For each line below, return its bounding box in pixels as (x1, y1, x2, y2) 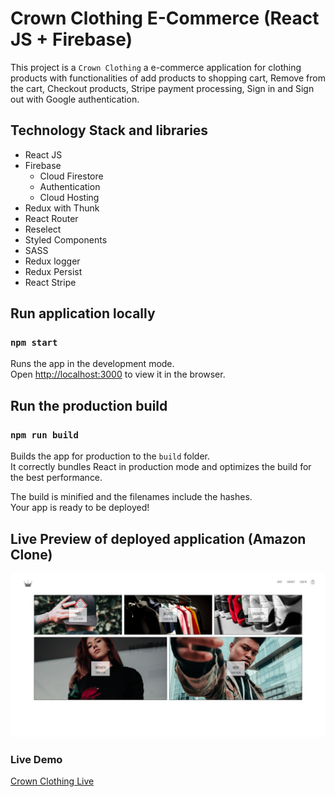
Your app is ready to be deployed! (10, 502, 150, 514)
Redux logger (24, 255, 81, 267)
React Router (24, 212, 79, 224)
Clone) (10, 546, 53, 563)
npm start (10, 337, 58, 349)
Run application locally (10, 305, 156, 322)
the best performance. (10, 472, 103, 484)
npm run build (10, 429, 79, 441)
